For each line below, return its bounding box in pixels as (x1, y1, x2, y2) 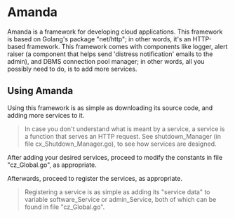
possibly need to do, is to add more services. (7, 64, 137, 73)
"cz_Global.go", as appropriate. (7, 161, 97, 169)
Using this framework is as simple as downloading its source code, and (7, 103, 213, 112)
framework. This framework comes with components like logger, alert (27, 42, 228, 50)
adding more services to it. (7, 111, 85, 119)
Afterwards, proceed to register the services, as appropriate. (7, 174, 182, 182)
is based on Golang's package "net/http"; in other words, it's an (7, 34, 192, 43)
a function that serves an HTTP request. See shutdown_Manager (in (24, 132, 222, 140)
